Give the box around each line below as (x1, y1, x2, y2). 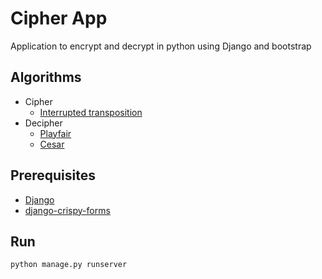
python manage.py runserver (10, 260, 128, 270)
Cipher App (10, 7, 108, 30)
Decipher (24, 117, 63, 129)
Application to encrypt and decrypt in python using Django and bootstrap (10, 40, 312, 52)
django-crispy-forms (24, 204, 111, 216)
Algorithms (10, 69, 82, 86)
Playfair (39, 127, 72, 139)
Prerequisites (10, 167, 96, 184)
